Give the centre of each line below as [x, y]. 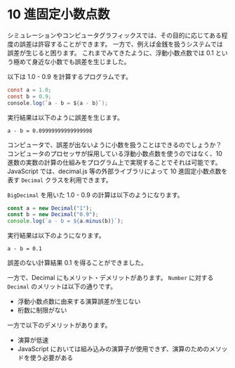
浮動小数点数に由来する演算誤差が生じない [79, 302]
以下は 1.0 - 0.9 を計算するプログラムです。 [69, 76]
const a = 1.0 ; [29, 90]
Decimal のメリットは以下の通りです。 [62, 286]
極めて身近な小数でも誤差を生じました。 [72, 61]
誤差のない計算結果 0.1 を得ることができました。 [77, 263]
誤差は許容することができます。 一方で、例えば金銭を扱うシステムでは [121, 44]
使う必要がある [52, 358]
